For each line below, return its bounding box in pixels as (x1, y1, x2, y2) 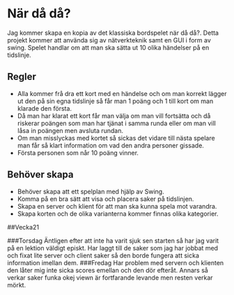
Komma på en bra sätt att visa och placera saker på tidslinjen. (17, 194, 194, 203)
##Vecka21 (7, 223, 40, 231)
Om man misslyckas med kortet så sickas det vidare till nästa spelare (17, 134, 215, 142)
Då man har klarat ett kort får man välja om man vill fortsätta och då (17, 111, 211, 120)
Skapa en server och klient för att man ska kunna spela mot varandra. (17, 202, 217, 210)
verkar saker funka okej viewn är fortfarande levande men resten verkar (7, 273, 214, 282)
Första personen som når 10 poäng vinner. (17, 148, 139, 157)
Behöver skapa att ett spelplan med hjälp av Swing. (17, 187, 165, 196)
